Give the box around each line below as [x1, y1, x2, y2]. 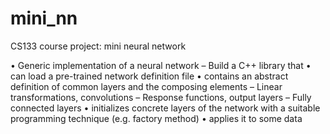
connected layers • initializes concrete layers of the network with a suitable [10, 102, 321, 114]
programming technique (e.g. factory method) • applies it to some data [10, 112, 303, 124]
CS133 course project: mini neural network [10, 40, 187, 52]
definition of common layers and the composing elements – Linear [10, 80, 283, 92]
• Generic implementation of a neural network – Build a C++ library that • [10, 59, 312, 71]
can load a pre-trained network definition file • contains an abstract [10, 70, 289, 82]
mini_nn [10, 7, 78, 30]
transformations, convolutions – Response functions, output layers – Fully [10, 91, 312, 103]
